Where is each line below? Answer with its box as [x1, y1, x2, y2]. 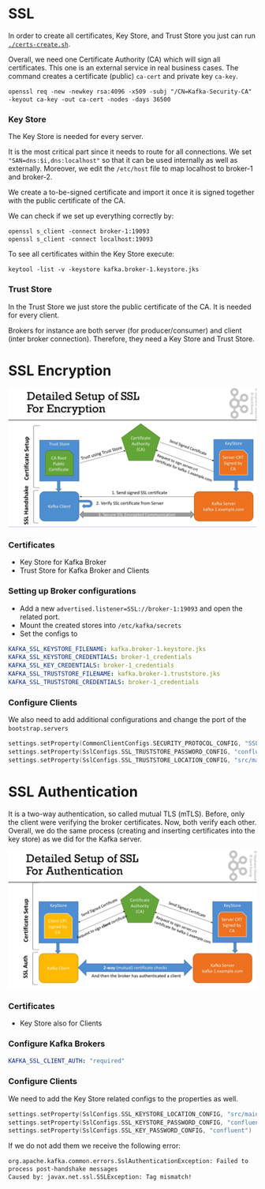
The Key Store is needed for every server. [8, 132, 144, 141]
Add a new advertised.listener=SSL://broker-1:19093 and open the [19, 604, 243, 613]
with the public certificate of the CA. [8, 196, 126, 205]
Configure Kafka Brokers [8, 1038, 106, 1049]
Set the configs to [19, 629, 78, 638]
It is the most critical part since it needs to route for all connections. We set [8, 147, 252, 156]
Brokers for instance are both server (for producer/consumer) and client [8, 325, 242, 335]
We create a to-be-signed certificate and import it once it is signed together [8, 187, 255, 198]
